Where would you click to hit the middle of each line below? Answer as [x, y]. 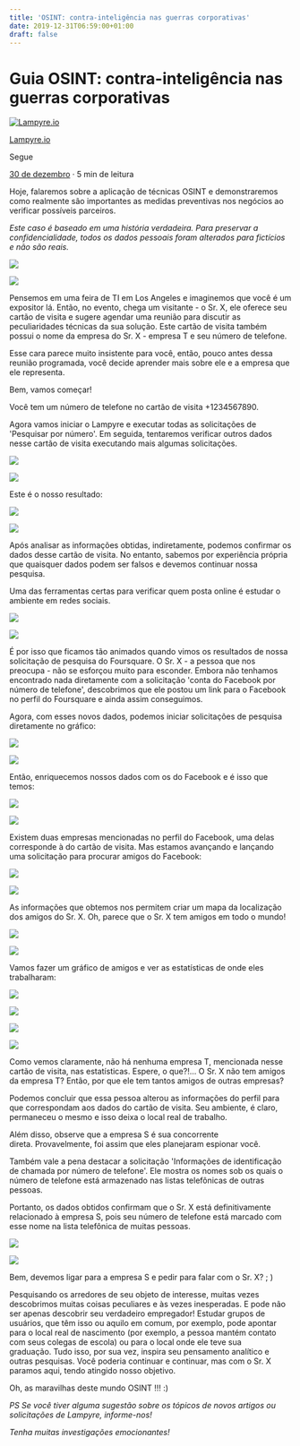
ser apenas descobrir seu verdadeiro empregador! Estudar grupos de [137, 1313]
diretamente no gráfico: [53, 726]
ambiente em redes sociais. [60, 601]
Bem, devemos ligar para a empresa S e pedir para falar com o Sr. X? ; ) [141, 1278]
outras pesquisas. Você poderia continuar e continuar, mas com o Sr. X [140, 1361]
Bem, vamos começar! [51, 389]
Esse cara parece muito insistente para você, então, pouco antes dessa [141, 354]
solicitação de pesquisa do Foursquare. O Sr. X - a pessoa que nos [133, 661]
